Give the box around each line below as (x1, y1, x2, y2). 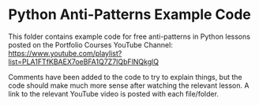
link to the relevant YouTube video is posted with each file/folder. (8, 89, 220, 98)
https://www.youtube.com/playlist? (8, 48, 122, 58)
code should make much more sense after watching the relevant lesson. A (8, 81, 250, 90)
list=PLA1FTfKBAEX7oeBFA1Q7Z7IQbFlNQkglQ (8, 57, 160, 66)
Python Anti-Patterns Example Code (8, 6, 251, 24)
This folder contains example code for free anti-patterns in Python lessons (8, 32, 251, 41)
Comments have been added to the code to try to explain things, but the (8, 72, 242, 81)
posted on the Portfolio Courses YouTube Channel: (8, 40, 174, 49)
